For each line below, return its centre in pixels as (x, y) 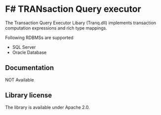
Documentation (30, 68)
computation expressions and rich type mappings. (56, 28)
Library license (29, 96)
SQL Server (24, 47)
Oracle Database (29, 52)
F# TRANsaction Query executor (73, 9)
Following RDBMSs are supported (39, 38)
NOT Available (20, 79)
